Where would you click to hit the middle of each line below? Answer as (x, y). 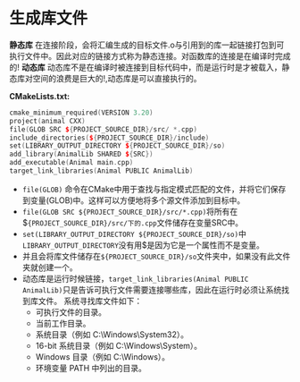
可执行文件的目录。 (71, 312)
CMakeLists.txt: (40, 96)
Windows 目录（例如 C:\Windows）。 (103, 357)
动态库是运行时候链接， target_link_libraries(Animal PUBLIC (135, 278)
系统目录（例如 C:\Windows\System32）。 (112, 334)
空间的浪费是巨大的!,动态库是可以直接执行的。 (117, 78)
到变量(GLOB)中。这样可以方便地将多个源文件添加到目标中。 (133, 200)
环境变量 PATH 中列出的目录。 (91, 368)
